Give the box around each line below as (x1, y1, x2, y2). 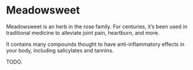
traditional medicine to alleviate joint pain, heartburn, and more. (6, 29, 160, 36)
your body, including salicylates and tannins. (6, 46, 114, 54)
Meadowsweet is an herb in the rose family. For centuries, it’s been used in (6, 23, 188, 30)
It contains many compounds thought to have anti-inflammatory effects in (6, 41, 185, 48)
